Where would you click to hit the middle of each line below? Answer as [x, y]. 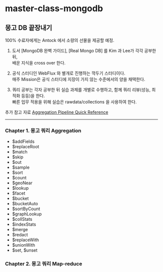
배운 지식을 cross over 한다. [39, 63]
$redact [20, 235]
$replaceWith [25, 240]
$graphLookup [27, 214]
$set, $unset [25, 250]
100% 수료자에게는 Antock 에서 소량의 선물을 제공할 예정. [60, 40]
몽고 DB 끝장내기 [29, 28]
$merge [20, 230]
